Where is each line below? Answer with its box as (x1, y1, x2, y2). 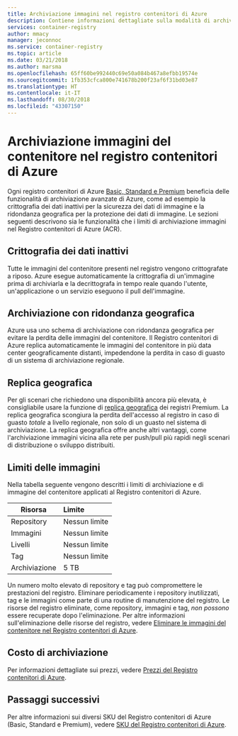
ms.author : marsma (7, 63, 62, 70)
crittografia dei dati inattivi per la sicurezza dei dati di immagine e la (7, 202, 205, 210)
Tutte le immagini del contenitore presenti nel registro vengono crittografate (7, 264, 228, 273)
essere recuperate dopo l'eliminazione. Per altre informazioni (7, 611, 186, 620)
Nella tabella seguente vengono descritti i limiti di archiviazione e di (7, 480, 204, 489)
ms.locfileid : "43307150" (7, 103, 84, 110)
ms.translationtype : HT (7, 83, 78, 90)
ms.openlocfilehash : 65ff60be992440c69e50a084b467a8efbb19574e (7, 70, 198, 77)
